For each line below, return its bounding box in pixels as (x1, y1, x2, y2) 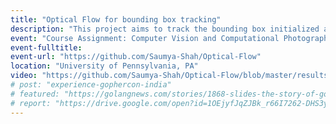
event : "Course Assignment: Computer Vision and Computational (10, 33, 280, 43)
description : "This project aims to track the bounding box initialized (10, 24, 320, 34)
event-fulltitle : (10, 42, 83, 53)
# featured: (10, 89, 60, 99)
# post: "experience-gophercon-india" (10, 80, 172, 90)
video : (10, 71, 38, 81)
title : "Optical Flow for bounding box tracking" (10, 14, 222, 25)
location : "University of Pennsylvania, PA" (10, 61, 199, 71)
